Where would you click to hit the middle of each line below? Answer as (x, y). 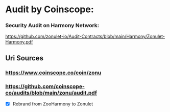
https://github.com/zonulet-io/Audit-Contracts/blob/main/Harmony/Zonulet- (85, 36)
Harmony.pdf (19, 42)
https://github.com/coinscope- (45, 86)
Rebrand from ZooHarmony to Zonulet (53, 104)
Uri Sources (25, 58)
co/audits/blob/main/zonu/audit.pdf (51, 93)
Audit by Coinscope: (50, 9)
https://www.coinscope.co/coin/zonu (53, 73)
